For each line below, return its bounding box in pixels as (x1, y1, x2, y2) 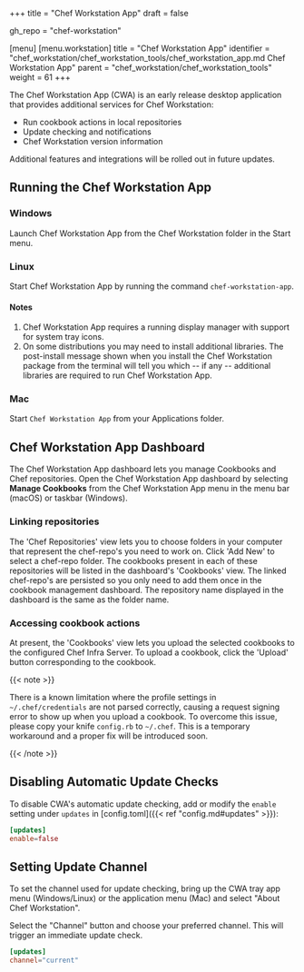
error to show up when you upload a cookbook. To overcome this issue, (9, 710, 278, 721)
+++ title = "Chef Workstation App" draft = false (9, 8, 189, 18)
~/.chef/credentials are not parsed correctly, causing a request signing (9, 701, 280, 712)
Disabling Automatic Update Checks (9, 774, 220, 789)
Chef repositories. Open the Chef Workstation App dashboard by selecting (9, 473, 289, 484)
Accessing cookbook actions (9, 617, 141, 630)
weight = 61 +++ (9, 72, 71, 83)
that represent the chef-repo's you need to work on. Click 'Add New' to (9, 545, 275, 557)
